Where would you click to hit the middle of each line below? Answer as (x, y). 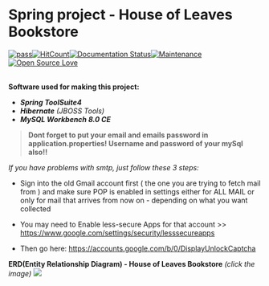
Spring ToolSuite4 (51, 102)
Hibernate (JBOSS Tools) (62, 111)
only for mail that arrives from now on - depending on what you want (134, 200)
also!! (38, 152)
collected (35, 208)
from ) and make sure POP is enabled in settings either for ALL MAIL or (137, 191)
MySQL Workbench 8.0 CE (65, 119)
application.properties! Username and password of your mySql (135, 143)
